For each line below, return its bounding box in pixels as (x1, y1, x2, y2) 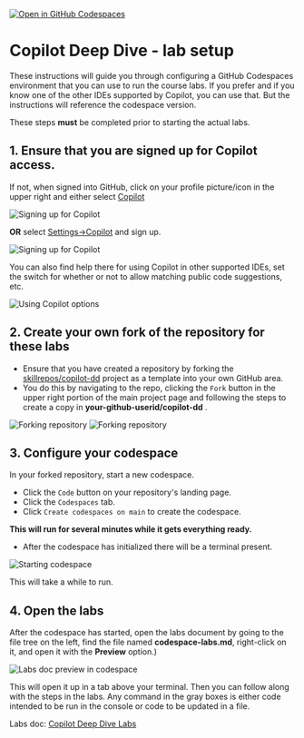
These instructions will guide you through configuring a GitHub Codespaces (9, 70, 294, 81)
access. (9, 157, 55, 172)
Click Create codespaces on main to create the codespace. (22, 507, 242, 517)
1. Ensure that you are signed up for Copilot (9, 143, 258, 159)
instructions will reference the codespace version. (9, 99, 197, 110)
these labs (9, 339, 70, 354)
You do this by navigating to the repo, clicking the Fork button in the (22, 382, 276, 393)
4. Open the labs (9, 603, 104, 618)
